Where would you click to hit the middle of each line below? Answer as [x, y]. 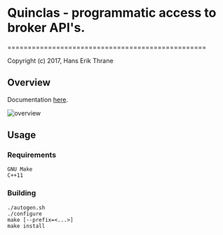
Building [22, 193]
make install [26, 226]
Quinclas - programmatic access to [112, 13]
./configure [25, 214]
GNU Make [20, 169]
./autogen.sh [26, 208]
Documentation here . [38, 99]
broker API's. [46, 28]
